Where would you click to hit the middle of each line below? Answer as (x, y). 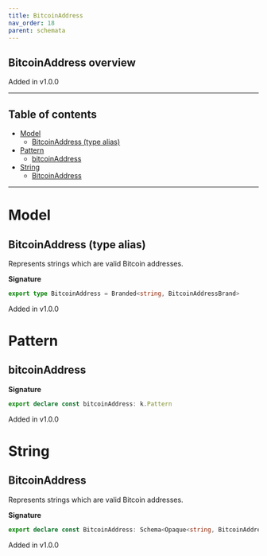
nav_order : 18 (32, 23)
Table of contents (52, 114)
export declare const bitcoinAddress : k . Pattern (90, 404)
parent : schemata (37, 30)
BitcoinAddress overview (72, 62)
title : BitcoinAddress (46, 16)
